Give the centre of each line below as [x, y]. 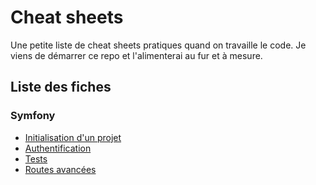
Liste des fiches [61, 87]
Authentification [58, 148]
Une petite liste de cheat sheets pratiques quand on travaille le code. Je [158, 45]
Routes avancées [60, 169]
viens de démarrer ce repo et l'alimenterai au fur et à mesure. [136, 55]
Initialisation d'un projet [73, 137]
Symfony [33, 116]
